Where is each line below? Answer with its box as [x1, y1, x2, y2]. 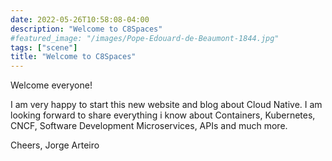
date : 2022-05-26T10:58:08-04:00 [10, 14, 150, 25]
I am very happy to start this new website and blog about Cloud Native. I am [10, 99, 323, 111]
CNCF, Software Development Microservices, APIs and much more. [10, 120, 288, 132]
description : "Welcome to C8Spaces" [10, 24, 163, 34]
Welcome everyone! [10, 79, 93, 91]
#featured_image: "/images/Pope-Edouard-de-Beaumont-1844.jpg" [10, 33, 280, 43]
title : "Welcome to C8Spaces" [10, 52, 137, 62]
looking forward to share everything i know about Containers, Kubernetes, [10, 109, 316, 121]
